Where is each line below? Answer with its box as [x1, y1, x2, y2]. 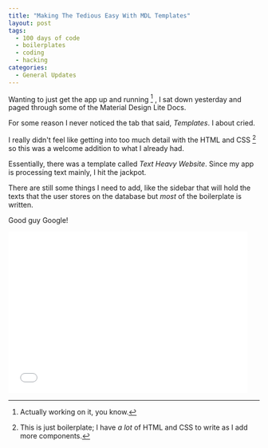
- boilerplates [15, 42, 66, 50]
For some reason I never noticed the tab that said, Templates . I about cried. [8, 118, 255, 128]
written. [8, 200, 33, 209]
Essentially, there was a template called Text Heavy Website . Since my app [8, 159, 254, 168]
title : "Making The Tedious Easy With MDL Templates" [8, 11, 191, 20]
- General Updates [15, 71, 77, 79]
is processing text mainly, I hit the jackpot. [8, 167, 147, 176]
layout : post [8, 19, 52, 27]
